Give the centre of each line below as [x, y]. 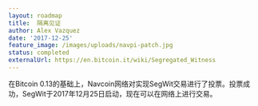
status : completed [39, 53]
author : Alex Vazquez [44, 30]
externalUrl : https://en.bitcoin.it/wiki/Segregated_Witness [112, 61]
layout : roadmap [35, 16]
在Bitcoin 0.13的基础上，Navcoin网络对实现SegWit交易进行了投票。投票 [126, 84]
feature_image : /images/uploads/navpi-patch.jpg [91, 45]
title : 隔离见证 [35, 23]
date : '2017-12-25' [41, 38]
